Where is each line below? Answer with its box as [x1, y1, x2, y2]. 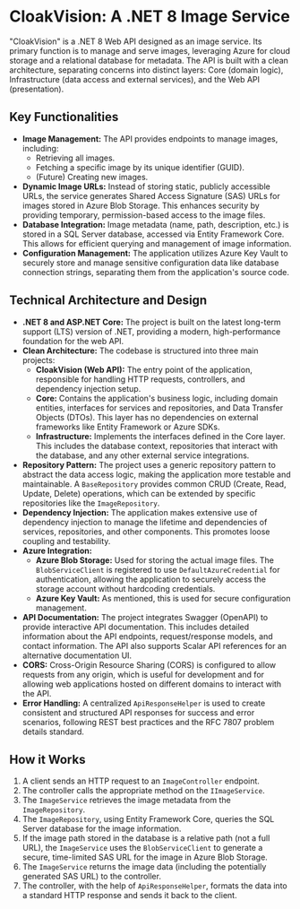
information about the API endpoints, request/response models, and [21, 630, 273, 642]
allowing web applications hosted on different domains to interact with [21, 679, 282, 689]
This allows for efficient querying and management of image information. [21, 238, 292, 248]
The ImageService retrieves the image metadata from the [21, 795, 231, 806]
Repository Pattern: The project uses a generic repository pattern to [21, 459, 276, 470]
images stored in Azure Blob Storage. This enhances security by [21, 200, 260, 211]
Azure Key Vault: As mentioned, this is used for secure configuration [35, 593, 291, 603]
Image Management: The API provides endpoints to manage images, [21, 133, 279, 144]
